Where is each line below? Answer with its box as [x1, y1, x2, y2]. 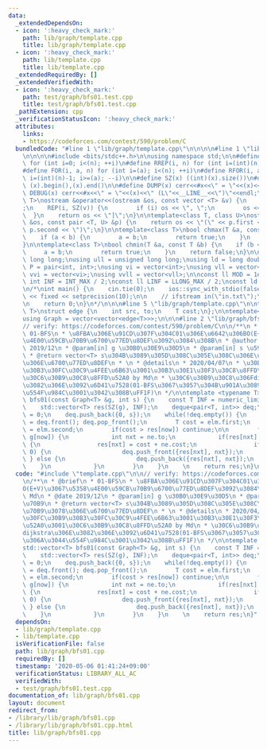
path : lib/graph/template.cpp [22, 33, 123, 42]
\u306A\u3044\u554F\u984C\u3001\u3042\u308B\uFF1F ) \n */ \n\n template [22, 537, 258, 545]
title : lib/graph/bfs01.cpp [8, 728, 102, 736]
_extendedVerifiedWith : [15, 78, 94, 86]
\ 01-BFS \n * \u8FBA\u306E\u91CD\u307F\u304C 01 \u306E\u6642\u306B [22, 329, 247, 338]
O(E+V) [22, 484, 44, 493]
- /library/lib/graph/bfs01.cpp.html [8, 721, 133, 729]
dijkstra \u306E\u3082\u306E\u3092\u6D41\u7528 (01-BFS [22, 530, 204, 537]
